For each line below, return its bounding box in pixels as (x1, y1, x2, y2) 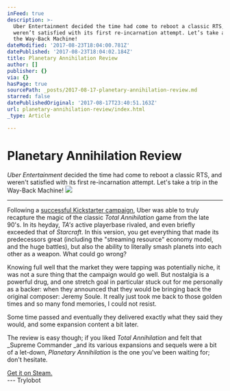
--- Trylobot (7, 376, 41, 384)
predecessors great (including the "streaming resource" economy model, (7, 235, 214, 243)
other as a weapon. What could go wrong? (7, 249, 127, 258)
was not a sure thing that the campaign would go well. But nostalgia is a (7, 270, 209, 278)
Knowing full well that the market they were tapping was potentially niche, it (7, 262, 220, 271)
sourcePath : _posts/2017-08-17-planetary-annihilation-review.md (7, 87, 197, 93)
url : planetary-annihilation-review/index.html (7, 106, 146, 113)
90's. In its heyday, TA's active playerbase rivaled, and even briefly (7, 221, 195, 229)
